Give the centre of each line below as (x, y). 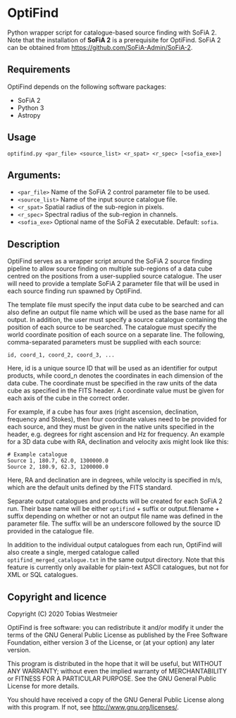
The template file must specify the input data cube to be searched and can (116, 305)
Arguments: (34, 175)
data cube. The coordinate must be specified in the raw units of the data (112, 383)
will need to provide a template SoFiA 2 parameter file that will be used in (113, 284)
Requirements (39, 69)
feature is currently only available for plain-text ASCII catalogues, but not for (118, 567)
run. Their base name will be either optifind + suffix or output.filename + (113, 509)
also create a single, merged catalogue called (73, 552)
